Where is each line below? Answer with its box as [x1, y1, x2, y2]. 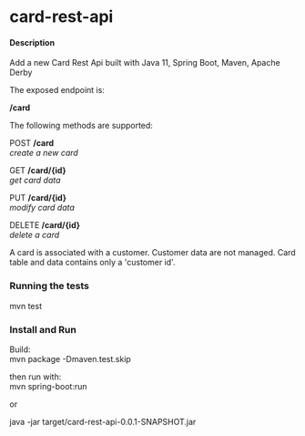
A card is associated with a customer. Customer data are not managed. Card [9, 247, 296, 258]
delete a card [9, 230, 60, 241]
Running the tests [9, 280, 89, 293]
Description [9, 36, 56, 47]
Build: [9, 344, 31, 355]
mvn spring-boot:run [9, 380, 87, 391]
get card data [9, 175, 61, 186]
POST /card [9, 138, 55, 149]
